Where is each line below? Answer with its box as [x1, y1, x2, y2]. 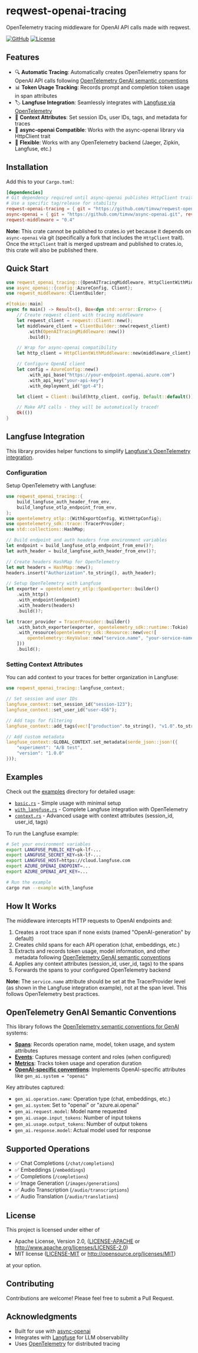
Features [6, 52, 39, 63]
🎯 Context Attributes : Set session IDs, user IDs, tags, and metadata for [14, 114, 187, 121]
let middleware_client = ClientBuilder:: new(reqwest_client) [16, 323, 170, 329]
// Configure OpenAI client [16, 361, 85, 367]
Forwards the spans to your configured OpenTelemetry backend [14, 966, 171, 973]
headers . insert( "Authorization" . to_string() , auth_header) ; [6, 570, 157, 576]
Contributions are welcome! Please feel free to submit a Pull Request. [6, 1294, 174, 1301]
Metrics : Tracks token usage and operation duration [14, 1060, 142, 1067]
